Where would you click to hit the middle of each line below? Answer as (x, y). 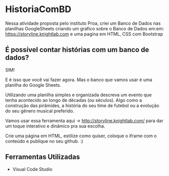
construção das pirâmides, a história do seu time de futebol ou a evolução (82, 105)
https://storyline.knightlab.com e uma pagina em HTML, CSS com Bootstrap (84, 34)
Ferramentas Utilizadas (43, 157)
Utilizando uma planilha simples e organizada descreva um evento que (79, 95)
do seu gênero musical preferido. (40, 111)
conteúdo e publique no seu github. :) (44, 141)
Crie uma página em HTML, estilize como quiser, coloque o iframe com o (81, 136)
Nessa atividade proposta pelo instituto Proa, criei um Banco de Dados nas (83, 23)
